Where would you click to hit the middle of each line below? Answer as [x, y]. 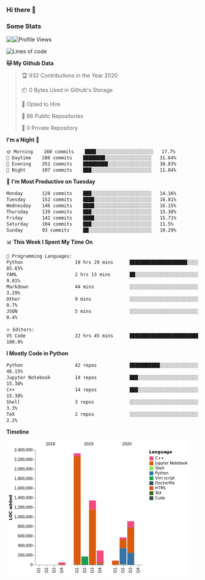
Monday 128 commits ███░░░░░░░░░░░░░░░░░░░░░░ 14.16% [91, 194]
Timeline [18, 432]
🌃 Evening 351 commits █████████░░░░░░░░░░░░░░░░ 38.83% [91, 164]
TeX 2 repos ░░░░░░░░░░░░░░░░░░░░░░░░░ [102, 415]
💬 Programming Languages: [39, 257]
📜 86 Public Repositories [52, 116]
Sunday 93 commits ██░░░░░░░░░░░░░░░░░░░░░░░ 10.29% [91, 230]
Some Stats [24, 26]
